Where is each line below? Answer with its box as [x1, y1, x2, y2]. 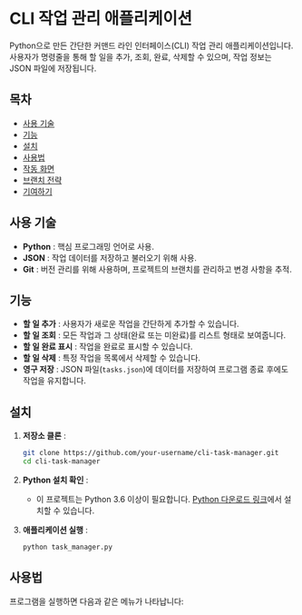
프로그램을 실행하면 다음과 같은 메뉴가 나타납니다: [9, 596, 184, 607]
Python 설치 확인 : [22, 474, 89, 485]
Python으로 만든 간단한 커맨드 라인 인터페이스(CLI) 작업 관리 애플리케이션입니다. [9, 40, 294, 51]
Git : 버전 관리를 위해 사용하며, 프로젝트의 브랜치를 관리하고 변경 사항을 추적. [22, 263, 292, 274]
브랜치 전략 [22, 174, 63, 185]
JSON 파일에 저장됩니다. [9, 63, 97, 74]
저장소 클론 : [22, 431, 66, 441]
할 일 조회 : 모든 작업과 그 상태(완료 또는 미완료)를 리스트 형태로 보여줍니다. [22, 330, 287, 341]
